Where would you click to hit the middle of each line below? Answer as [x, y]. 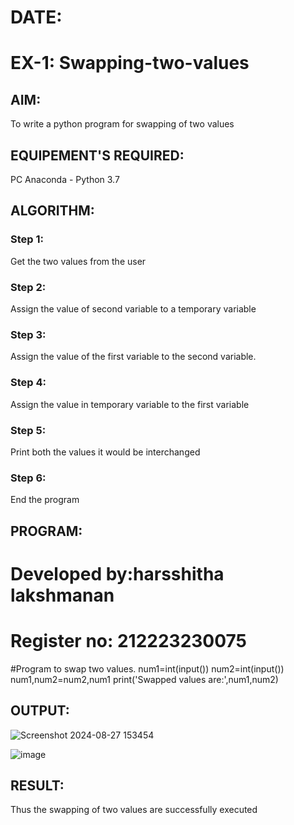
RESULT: [37, 785]
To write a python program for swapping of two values [122, 124]
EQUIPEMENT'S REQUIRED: [97, 155]
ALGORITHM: [52, 211]
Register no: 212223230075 [129, 640]
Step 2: [28, 287]
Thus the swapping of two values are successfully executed [134, 810]
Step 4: [28, 383]
